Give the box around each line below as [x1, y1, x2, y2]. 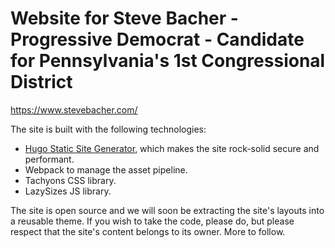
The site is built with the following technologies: [10, 123, 207, 135]
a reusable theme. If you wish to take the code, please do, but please [10, 215, 295, 227]
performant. [24, 153, 75, 165]
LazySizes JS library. [24, 185, 112, 197]
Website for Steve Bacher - [10, 7, 239, 30]
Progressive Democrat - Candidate [10, 28, 305, 51]
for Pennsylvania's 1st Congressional [10, 50, 326, 72]
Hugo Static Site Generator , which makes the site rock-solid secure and [24, 142, 320, 154]
